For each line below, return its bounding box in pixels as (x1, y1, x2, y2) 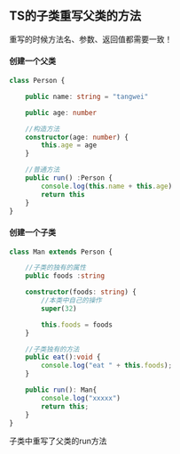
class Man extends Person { (9, 247, 113, 256)
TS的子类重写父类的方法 (9, 8, 142, 24)
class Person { (9, 77, 66, 85)
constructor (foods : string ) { (25, 288, 137, 296)
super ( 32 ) (41, 304, 77, 313)
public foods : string (25, 272, 105, 280)
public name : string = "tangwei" (25, 92, 149, 101)
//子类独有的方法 (25, 345, 80, 353)
